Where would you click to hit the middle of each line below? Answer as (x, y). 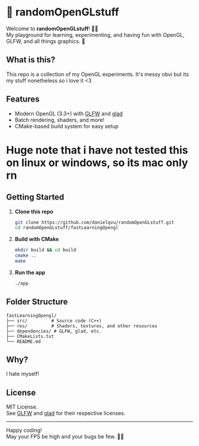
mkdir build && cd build (45, 250)
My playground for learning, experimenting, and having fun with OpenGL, (95, 34)
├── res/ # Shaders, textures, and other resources (82, 326)
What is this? (31, 60)
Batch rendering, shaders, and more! (60, 120)
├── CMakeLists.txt (30, 336)
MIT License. (22, 407)
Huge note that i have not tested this (97, 150)
